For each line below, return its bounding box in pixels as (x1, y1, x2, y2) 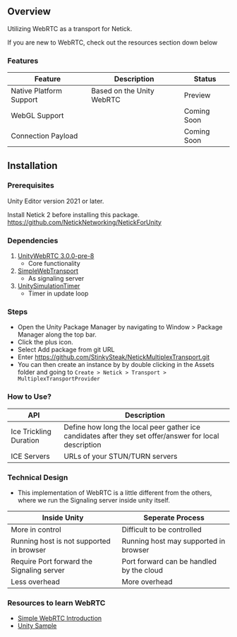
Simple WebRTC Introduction (17, 614, 102, 623)
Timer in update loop (28, 289, 89, 298)
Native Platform (11, 86, 62, 96)
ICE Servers (11, 451, 51, 461)
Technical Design (7, 472, 68, 482)
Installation (7, 159, 58, 172)
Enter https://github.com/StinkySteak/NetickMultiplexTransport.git (17, 353, 210, 361)
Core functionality (28, 259, 81, 268)
